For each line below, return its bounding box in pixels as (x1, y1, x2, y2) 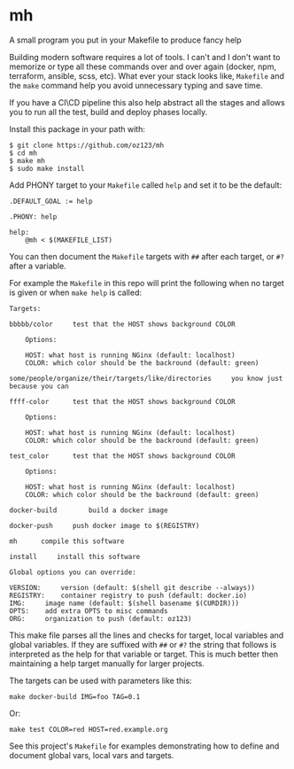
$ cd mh (9, 148, 38, 158)
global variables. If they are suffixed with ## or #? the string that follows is (9, 639, 277, 649)
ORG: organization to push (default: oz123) (9, 614, 192, 623)
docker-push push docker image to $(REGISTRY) (9, 521, 200, 530)
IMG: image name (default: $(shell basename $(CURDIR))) (9, 599, 240, 608)
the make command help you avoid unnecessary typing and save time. (9, 80, 263, 90)
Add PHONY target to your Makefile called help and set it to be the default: (9, 179, 282, 190)
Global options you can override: (9, 568, 137, 577)
